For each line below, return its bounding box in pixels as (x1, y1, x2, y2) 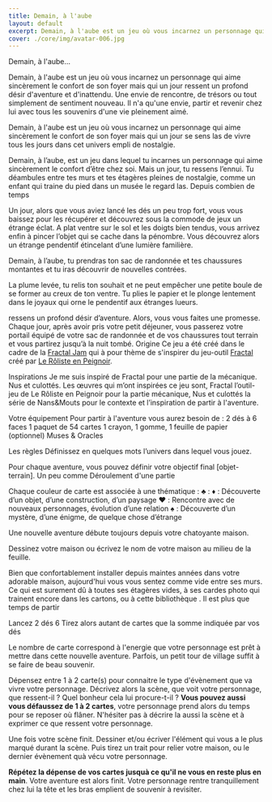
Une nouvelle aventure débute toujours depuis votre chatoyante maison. (8, 528, 249, 538)
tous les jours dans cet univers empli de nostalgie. (8, 139, 176, 150)
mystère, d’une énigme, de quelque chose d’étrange (8, 513, 182, 522)
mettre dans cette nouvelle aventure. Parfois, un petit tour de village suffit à (8, 651, 261, 661)
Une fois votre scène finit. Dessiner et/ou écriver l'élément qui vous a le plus (8, 735, 263, 744)
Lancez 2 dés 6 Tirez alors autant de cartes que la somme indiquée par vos (8, 618, 261, 628)
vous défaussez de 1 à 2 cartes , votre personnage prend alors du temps (8, 701, 251, 711)
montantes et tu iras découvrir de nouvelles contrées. (8, 264, 187, 274)
